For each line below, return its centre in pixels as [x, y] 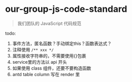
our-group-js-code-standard [66, 9]
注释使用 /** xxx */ [33, 49]
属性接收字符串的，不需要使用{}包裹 [49, 56]
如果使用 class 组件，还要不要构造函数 [52, 68]
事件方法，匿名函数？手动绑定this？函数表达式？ [62, 43]
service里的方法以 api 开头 [40, 62]
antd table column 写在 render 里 [46, 74]
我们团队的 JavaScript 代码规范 [49, 23]
